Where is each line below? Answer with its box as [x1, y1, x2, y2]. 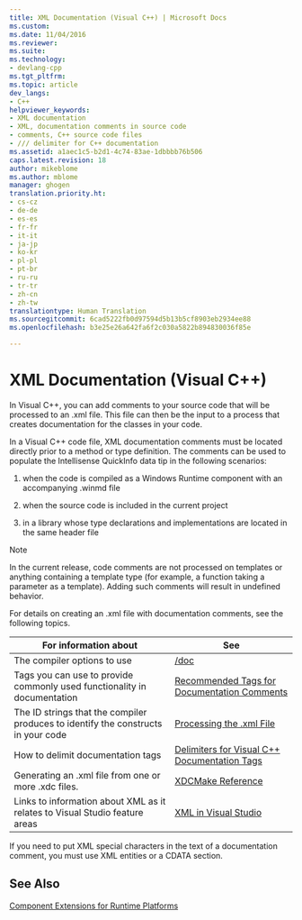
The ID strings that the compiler [13, 706, 147, 718]
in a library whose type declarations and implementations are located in [22, 517, 288, 528]
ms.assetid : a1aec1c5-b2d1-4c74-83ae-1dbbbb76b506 [9, 147, 203, 156]
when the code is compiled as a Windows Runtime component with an [22, 472, 283, 483]
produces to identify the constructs [13, 717, 163, 730]
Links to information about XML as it [13, 795, 166, 807]
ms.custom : [9, 22, 50, 31]
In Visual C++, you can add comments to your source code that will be [9, 399, 271, 410]
